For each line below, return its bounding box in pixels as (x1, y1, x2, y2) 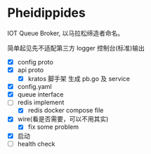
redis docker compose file (27, 106, 104, 115)
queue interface (17, 90, 64, 99)
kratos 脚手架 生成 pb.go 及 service (27, 75, 130, 83)
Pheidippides (7, 5, 86, 21)
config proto (17, 57, 54, 66)
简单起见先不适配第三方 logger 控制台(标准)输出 (7, 43, 145, 52)
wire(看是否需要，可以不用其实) (17, 115, 109, 123)
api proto (17, 66, 44, 74)
